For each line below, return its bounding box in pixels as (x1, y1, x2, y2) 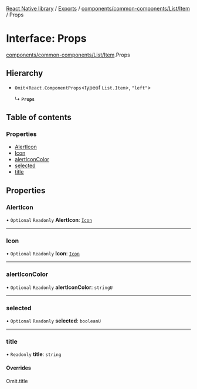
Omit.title (6, 377, 28, 384)
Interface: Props (6, 32, 87, 45)
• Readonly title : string (6, 351, 62, 358)
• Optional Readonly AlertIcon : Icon (6, 217, 93, 224)
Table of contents (6, 112, 72, 122)
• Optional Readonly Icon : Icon (6, 250, 80, 257)
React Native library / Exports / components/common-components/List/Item (6, 5, 191, 12)
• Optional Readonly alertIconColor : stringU (6, 284, 113, 291)
